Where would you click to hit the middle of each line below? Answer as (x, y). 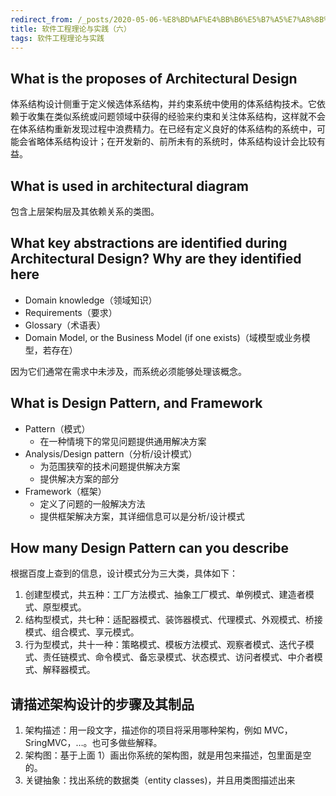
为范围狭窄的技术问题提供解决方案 (110, 466)
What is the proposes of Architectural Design (154, 78)
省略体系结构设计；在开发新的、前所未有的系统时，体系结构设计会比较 (172, 142)
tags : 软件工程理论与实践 (57, 38)
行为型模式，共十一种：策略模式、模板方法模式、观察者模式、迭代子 (165, 645)
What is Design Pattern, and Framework (136, 403)
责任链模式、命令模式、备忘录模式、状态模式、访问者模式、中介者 (178, 657)
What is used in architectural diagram (130, 186)
